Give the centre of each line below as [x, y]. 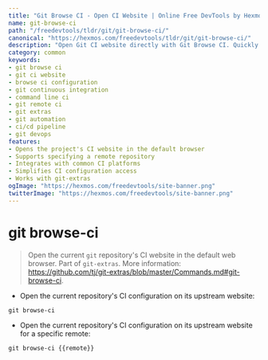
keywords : [25, 61]
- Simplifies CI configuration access [73, 171]
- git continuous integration [59, 90]
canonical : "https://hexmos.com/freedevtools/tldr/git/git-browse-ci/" [130, 38]
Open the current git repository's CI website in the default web [132, 255]
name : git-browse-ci [43, 23]
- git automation [37, 119]
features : [25, 141]
